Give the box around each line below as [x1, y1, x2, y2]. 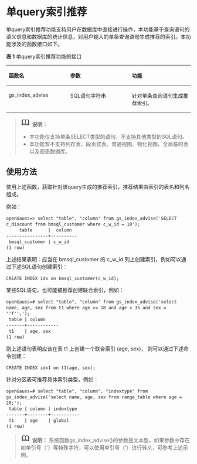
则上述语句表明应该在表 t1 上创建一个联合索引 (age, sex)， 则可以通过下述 [6, 345, 184, 352]
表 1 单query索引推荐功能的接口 [6, 53, 82, 60]
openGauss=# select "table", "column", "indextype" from [6, 388, 148, 394]
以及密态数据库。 [29, 148, 71, 155]
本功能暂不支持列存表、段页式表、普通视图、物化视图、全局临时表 [29, 141, 189, 148]
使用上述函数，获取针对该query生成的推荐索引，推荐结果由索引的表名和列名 [6, 183, 190, 190]
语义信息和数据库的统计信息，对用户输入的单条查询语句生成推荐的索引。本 [6, 33, 186, 40]
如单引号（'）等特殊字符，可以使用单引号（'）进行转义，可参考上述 [20, 444, 184, 451]
